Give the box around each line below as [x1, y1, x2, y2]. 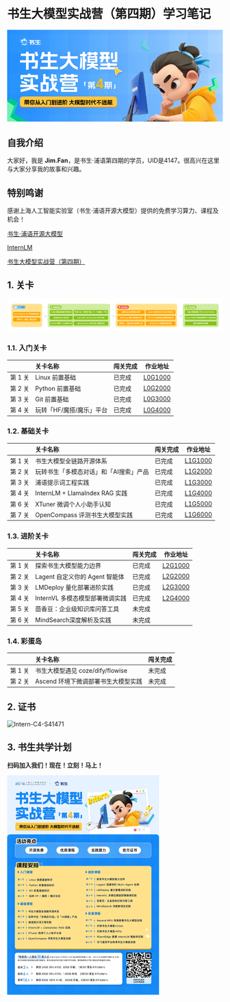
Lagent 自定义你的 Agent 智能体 [35, 572, 125, 580]
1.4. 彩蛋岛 [7, 636, 42, 646]
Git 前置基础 [35, 395, 69, 403]
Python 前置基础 [35, 384, 81, 392]
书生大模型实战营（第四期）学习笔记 [7, 6, 212, 22]
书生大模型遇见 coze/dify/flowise [35, 667, 128, 675]
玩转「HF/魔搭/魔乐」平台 [35, 406, 108, 414]
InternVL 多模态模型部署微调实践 [35, 594, 127, 602]
